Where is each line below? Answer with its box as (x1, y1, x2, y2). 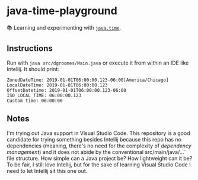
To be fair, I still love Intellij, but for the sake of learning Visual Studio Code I (7, 161, 191, 168)
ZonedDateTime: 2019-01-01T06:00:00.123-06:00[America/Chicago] (7, 77, 169, 83)
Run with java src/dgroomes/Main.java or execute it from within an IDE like (7, 59, 189, 66)
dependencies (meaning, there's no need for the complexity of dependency (7, 142, 191, 149)
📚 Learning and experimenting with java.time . (7, 24, 121, 31)
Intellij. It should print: (7, 65, 60, 72)
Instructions (7, 43, 53, 54)
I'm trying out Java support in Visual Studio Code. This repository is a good (7, 129, 190, 137)
